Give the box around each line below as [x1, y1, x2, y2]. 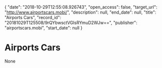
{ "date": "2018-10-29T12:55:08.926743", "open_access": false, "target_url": [4, 4, 158, 10]
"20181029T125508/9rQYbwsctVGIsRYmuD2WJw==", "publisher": [4, 20, 137, 25]
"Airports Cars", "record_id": [4, 15, 61, 20]
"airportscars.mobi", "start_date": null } [4, 25, 83, 31]
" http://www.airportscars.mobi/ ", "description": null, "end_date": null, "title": [4, 9, 157, 15]
